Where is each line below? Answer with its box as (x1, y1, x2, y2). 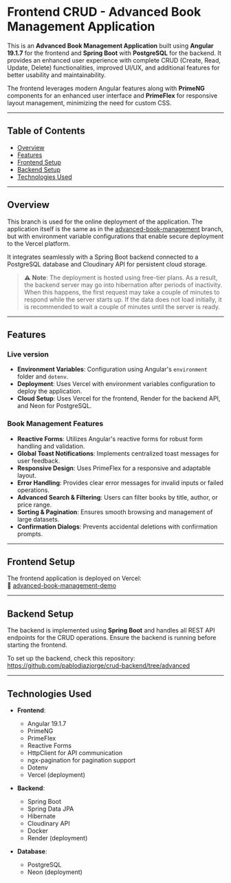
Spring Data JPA (27, 805, 74, 813)
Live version (7, 349, 49, 359)
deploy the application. (16, 387, 82, 396)
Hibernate (27, 811, 56, 820)
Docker (27, 827, 48, 835)
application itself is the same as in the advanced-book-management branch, (7, 224, 223, 233)
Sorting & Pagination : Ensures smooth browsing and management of (16, 507, 213, 516)
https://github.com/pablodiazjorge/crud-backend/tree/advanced (7, 661, 190, 670)
